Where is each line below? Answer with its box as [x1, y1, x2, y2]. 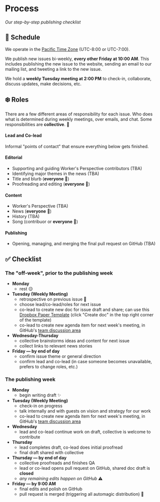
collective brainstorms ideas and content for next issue [19, 338, 130, 344]
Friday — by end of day [12, 348, 60, 354]
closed [19, 470, 34, 477]
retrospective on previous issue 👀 [19, 296, 87, 302]
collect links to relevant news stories [19, 343, 92, 349]
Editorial [5, 154, 23, 160]
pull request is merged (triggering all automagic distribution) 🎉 [19, 491, 144, 497]
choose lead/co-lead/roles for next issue [19, 302, 101, 307]
